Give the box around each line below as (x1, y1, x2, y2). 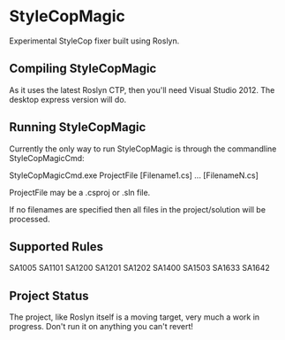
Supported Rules (9, 239, 104, 254)
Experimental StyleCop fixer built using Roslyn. (9, 35, 180, 46)
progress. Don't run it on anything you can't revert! (9, 321, 194, 332)
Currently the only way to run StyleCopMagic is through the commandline (9, 143, 277, 154)
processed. (9, 213, 50, 224)
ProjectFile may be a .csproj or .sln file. (9, 187, 151, 197)
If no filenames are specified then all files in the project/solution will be (9, 204, 266, 214)
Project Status (9, 288, 90, 303)
